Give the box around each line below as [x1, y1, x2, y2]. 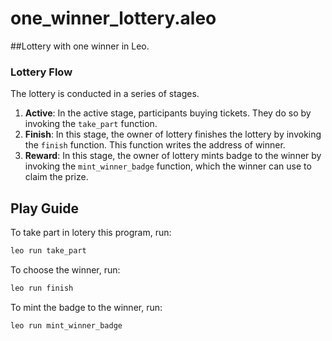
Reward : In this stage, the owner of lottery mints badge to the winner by [24, 150, 322, 162]
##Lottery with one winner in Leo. [10, 40, 150, 52]
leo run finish [10, 283, 74, 293]
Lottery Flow [10, 65, 73, 79]
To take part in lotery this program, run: [10, 227, 172, 239]
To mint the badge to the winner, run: [10, 301, 163, 313]
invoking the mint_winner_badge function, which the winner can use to [24, 160, 312, 172]
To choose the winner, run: [10, 263, 121, 276]
